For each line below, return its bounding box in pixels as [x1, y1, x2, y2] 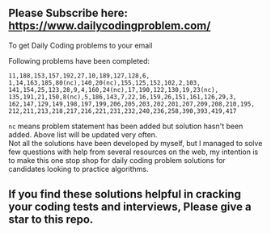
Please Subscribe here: [8, 6, 128, 20]
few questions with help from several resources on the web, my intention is [8, 147, 259, 157]
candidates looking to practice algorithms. [8, 164, 149, 173]
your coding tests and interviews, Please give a [8, 200, 252, 214]
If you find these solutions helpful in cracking [8, 187, 241, 201]
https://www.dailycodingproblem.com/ [8, 19, 211, 33]
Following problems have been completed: [8, 56, 150, 65]
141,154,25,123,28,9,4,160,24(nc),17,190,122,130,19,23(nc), [8, 86, 219, 94]
